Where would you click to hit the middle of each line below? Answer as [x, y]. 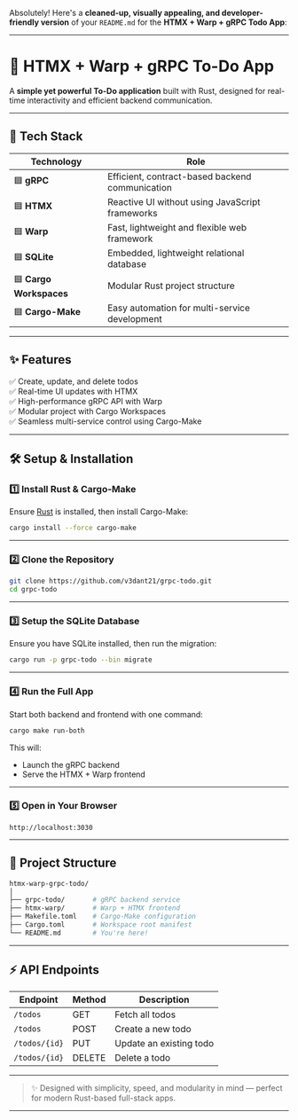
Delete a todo [143, 1057]
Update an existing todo [165, 1043]
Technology [56, 161]
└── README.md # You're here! [79, 933]
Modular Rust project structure [171, 286]
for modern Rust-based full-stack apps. [103, 1098]
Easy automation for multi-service [179, 308]
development [135, 318]
